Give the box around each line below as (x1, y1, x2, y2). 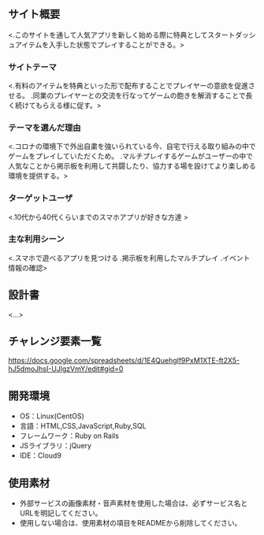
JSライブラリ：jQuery (19, 441, 92, 451)
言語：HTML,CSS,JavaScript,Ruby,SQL (19, 422, 147, 431)
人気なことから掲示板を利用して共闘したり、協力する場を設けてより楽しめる (8, 162, 256, 171)
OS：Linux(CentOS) (19, 411, 85, 421)
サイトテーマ (8, 61, 58, 72)
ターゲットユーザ (8, 193, 73, 204)
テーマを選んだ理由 (8, 122, 81, 133)
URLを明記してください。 (19, 508, 102, 518)
